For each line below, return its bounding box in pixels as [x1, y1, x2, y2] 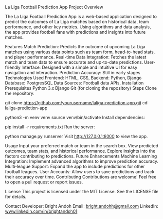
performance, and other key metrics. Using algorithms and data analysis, [5, 24, 151, 30]
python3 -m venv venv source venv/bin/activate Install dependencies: [5, 115, 145, 120]
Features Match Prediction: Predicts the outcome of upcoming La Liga [5, 44, 145, 49]
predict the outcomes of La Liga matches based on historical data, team [5, 19, 149, 24]
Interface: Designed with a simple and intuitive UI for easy [21, 64, 138, 70]
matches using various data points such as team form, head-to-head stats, [5, 49, 155, 55]
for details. [5, 194, 27, 199]
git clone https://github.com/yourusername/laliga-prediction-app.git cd [5, 100, 147, 105]
